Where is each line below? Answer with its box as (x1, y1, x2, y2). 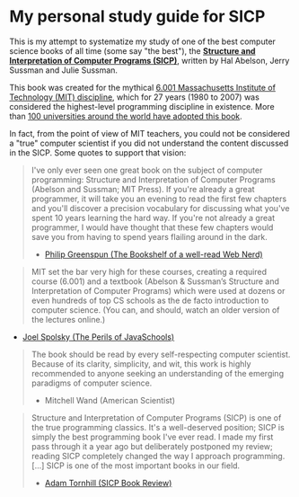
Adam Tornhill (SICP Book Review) (44, 477, 172, 488)
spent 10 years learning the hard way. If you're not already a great (31, 212, 276, 223)
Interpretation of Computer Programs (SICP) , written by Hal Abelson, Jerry (9, 55, 290, 66)
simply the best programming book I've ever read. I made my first (31, 431, 274, 442)
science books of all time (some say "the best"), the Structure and (9, 45, 256, 56)
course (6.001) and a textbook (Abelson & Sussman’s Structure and (31, 276, 280, 287)
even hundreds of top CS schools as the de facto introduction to (31, 295, 269, 306)
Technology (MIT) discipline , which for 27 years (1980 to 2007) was (9, 92, 260, 102)
